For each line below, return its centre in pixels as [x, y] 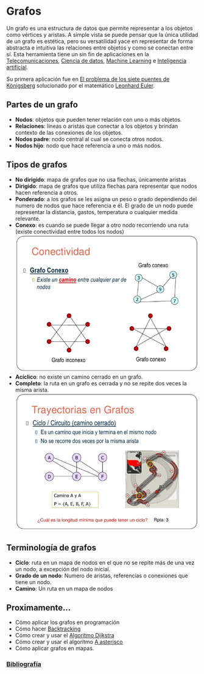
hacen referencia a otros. [47, 192]
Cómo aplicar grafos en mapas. [55, 648]
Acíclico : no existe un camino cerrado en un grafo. [79, 377]
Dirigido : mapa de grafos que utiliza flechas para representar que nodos [106, 186]
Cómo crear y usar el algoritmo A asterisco [69, 642]
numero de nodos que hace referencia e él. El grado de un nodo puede [104, 206]
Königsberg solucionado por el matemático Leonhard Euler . [81, 85]
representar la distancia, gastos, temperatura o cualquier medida [96, 212]
